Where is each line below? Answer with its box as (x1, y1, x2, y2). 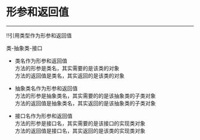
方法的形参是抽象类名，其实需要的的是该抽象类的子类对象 (14, 92, 156, 99)
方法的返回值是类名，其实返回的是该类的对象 (14, 72, 125, 79)
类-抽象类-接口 (6, 44, 43, 51)
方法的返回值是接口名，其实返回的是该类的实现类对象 (14, 127, 146, 134)
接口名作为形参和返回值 (14, 112, 73, 119)
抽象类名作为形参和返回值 (14, 85, 78, 92)
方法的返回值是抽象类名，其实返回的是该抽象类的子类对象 (14, 99, 156, 107)
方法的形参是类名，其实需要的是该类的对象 (14, 64, 120, 71)
